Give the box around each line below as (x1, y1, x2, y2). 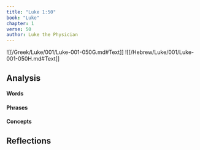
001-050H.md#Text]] (6, 55, 60, 62)
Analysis (6, 73, 41, 83)
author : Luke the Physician (6, 32, 79, 38)
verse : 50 (6, 26, 32, 32)
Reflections (6, 135, 52, 146)
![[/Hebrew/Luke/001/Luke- (125, 48, 194, 56)
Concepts (6, 118, 32, 126)
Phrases (6, 103, 28, 111)
